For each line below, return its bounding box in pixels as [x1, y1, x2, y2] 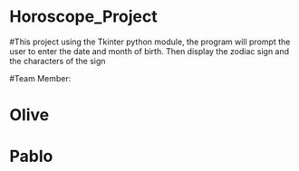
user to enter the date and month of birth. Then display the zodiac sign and [9, 45, 290, 56]
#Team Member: [9, 72, 72, 83]
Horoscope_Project [9, 6, 158, 27]
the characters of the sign [9, 55, 106, 66]
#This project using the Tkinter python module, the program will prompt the [9, 36, 291, 47]
